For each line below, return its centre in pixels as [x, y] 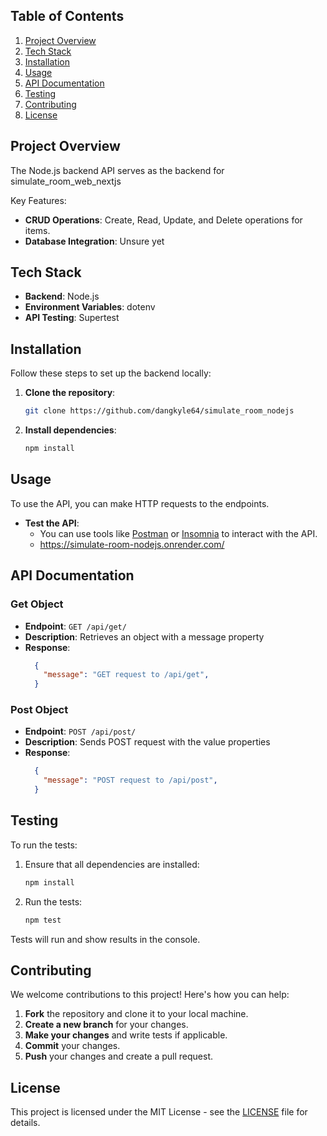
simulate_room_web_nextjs [66, 181]
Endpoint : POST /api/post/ [80, 731]
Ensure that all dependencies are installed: [112, 864]
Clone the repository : [70, 393]
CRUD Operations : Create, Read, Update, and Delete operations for [163, 220]
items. [37, 230]
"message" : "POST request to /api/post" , [130, 780]
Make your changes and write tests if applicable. [126, 1035]
